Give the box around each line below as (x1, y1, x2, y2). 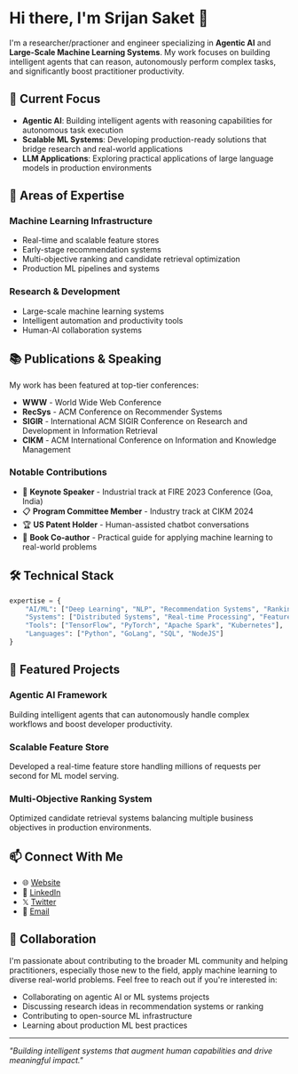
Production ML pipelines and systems (21, 263, 160, 274)
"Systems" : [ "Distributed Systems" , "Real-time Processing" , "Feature (25, 613, 292, 621)
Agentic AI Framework (9, 689, 108, 701)
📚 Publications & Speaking (9, 351, 162, 367)
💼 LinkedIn (21, 887, 61, 897)
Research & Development (9, 285, 121, 298)
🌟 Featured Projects (9, 662, 121, 677)
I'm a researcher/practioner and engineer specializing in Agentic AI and (9, 37, 271, 48)
